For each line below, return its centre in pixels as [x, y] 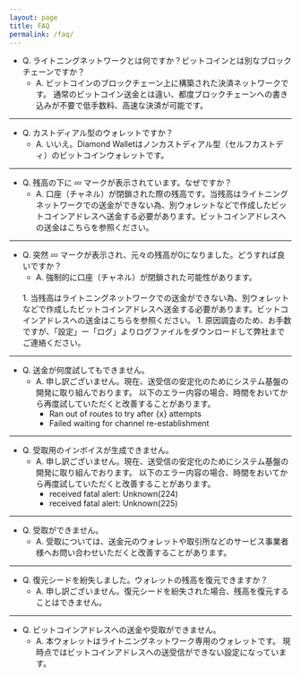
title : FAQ [30, 26]
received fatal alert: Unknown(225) [113, 503]
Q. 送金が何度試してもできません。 [86, 370]
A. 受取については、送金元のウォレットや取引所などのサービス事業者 [162, 542]
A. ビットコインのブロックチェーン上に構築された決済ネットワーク [158, 83]
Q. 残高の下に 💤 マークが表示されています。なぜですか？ [127, 183]
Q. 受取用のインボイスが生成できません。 [98, 450]
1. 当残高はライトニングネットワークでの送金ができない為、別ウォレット [155, 298]
